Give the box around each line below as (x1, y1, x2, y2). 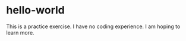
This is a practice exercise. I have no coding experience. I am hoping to (6, 23, 181, 30)
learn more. (6, 29, 34, 36)
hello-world (6, 4, 65, 17)
